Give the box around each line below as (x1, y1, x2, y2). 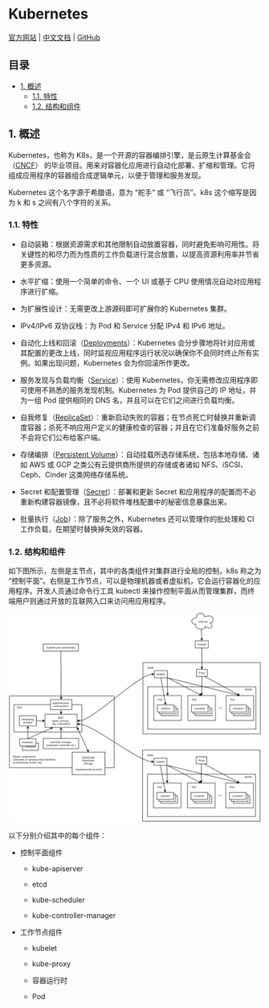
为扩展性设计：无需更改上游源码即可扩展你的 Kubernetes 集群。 (19, 304, 231, 313)
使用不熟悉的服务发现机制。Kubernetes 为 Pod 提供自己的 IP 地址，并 (26, 385, 257, 395)
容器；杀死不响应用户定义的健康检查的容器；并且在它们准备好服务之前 (26, 422, 259, 432)
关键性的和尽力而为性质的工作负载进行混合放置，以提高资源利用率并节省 (19, 249, 259, 258)
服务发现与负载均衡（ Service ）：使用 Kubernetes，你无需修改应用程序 (19, 375, 251, 385)
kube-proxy (31, 959, 71, 969)
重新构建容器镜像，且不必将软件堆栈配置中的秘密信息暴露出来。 (19, 497, 231, 506)
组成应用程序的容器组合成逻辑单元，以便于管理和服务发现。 (8, 170, 206, 180)
